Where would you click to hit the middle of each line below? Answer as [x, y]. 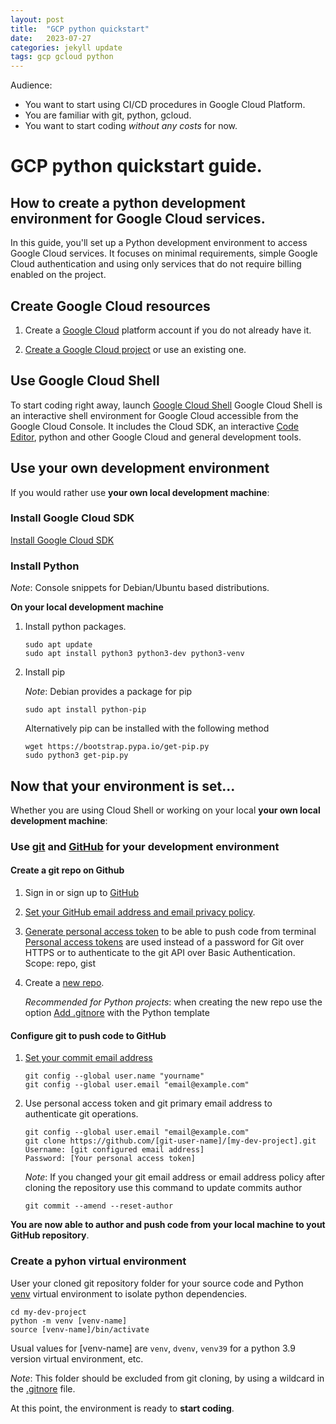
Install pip [44, 672]
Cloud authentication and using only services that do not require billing [156, 264]
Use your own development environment [140, 468]
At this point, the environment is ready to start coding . [122, 1408]
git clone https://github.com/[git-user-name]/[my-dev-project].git [170, 1141]
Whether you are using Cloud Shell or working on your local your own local [165, 810]
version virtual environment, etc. [77, 1358]
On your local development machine [87, 607]
